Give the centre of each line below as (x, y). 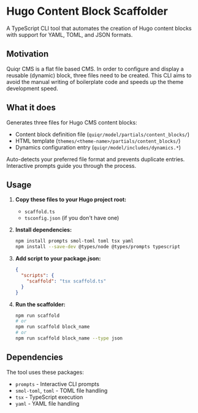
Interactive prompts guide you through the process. (71, 165)
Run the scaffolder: (40, 304)
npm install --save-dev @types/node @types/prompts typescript (98, 247)
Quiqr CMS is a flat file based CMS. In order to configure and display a (95, 69)
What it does (31, 108)
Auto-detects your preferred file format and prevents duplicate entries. (96, 159)
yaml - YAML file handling (47, 403)
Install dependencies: (44, 230)
